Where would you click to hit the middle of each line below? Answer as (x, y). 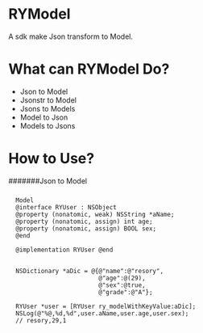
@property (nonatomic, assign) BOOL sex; (86, 228)
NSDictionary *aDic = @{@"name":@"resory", (89, 271)
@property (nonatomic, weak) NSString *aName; (95, 214)
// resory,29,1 (41, 320)
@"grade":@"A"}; (125, 292)
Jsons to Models (48, 108)
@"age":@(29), (122, 278)
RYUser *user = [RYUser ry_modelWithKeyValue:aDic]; (106, 306)
